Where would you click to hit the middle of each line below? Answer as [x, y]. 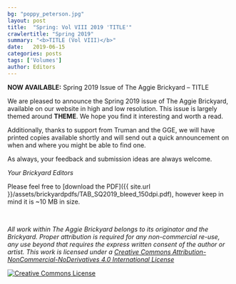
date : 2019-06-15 [36, 47]
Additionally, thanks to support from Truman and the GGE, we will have [111, 130]
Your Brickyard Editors [40, 172]
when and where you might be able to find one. [77, 145]
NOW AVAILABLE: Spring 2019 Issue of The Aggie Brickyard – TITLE [108, 87]
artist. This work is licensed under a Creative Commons [89, 252]
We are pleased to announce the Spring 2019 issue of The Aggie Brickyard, [118, 101]
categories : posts [35, 54]
